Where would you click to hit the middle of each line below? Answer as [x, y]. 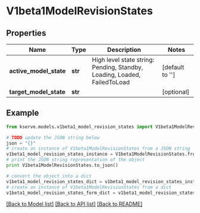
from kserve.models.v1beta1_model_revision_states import [79, 126]
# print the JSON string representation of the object [76, 160]
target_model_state [37, 92]
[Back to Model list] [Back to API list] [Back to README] [74, 204]
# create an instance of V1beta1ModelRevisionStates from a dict [89, 187]
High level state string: [123, 60]
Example [23, 113]
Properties [26, 33]
